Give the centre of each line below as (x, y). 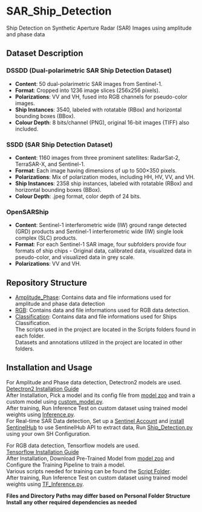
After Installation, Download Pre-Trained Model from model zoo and (90, 458)
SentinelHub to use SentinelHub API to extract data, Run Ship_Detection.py (99, 427)
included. (27, 129)
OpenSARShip (28, 212)
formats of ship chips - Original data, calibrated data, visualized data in (103, 251)
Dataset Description (45, 54)
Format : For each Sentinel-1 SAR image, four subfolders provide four (100, 245)
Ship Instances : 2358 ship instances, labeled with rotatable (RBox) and (104, 183)
